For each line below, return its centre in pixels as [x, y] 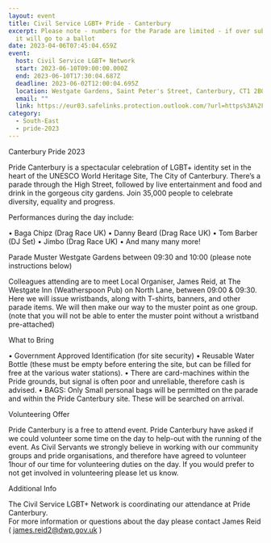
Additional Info [33, 488]
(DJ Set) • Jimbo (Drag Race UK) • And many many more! [105, 241]
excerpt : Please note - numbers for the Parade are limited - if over [129, 31]
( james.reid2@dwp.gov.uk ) [55, 529]
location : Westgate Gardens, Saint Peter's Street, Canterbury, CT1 [133, 91]
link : [25, 106]
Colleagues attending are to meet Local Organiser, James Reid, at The [125, 281]
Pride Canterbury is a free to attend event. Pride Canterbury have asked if [131, 430]
